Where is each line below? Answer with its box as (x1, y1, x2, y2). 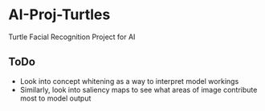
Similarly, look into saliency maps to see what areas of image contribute (19, 85, 258, 94)
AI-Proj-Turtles (8, 6, 111, 24)
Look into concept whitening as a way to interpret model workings (19, 76, 239, 85)
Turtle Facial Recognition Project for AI (8, 32, 136, 42)
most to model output (19, 93, 92, 103)
